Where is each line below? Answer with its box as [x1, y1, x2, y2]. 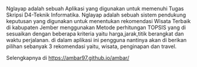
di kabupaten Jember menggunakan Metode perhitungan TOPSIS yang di [6, 24, 186, 31]
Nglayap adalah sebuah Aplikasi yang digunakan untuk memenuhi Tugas [6, 5, 185, 12]
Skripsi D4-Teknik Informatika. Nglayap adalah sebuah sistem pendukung [6, 11, 186, 18]
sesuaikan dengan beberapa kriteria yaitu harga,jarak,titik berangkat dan [6, 30, 185, 37]
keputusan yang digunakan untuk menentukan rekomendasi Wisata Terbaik [6, 18, 191, 24]
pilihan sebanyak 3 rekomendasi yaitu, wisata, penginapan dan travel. [6, 43, 177, 50]
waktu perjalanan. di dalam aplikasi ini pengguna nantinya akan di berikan [6, 37, 187, 43]
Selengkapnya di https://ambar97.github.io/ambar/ [6, 55, 130, 61]
